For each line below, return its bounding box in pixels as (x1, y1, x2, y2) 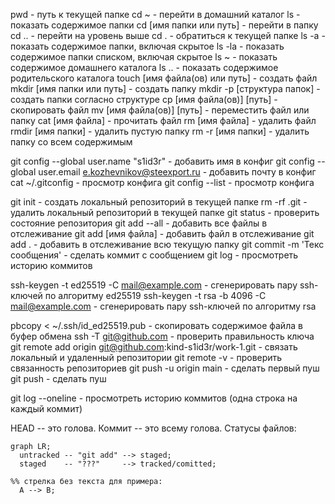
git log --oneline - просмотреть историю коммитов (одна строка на (10, 392, 298, 404)
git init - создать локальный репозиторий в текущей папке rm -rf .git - (10, 196, 308, 208)
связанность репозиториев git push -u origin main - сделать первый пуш (10, 362, 320, 374)
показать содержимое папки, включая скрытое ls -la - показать (10, 40, 285, 52)
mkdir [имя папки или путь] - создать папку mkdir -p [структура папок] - (10, 83, 321, 94)
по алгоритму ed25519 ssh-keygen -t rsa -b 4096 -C (44, 290, 267, 301)
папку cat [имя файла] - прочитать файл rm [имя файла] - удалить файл (10, 115, 317, 126)
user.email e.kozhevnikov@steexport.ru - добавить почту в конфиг (38, 166, 317, 178)
